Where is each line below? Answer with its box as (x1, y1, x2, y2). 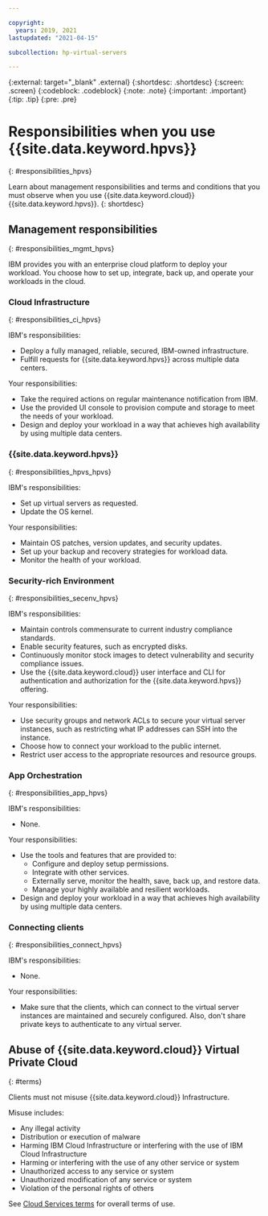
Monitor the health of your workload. (19, 554, 142, 564)
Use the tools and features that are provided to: (19, 851, 177, 860)
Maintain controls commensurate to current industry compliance (19, 624, 233, 634)
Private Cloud (8, 1055, 78, 1069)
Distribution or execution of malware (19, 1132, 140, 1142)
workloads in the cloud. (8, 277, 86, 286)
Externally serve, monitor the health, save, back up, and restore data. (31, 876, 261, 886)
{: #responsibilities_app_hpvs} (8, 788, 108, 798)
